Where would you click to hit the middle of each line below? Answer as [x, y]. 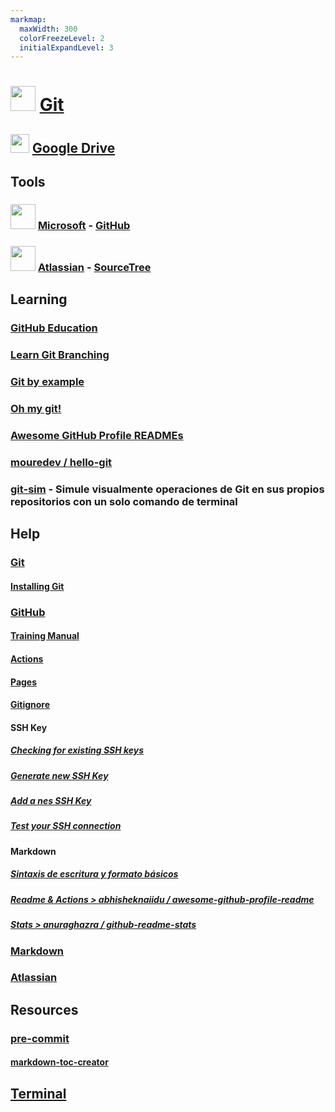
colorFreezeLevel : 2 [62, 38]
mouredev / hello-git [61, 462]
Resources [44, 1009]
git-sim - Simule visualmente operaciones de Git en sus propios [167, 489]
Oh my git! [36, 409]
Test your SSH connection [66, 826]
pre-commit [40, 1038]
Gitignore [30, 705]
